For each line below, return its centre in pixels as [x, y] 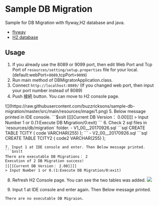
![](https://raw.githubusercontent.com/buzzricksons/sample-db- [70, 106]
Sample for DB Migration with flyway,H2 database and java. [65, 23]
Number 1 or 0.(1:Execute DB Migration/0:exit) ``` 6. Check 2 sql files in [76, 122]
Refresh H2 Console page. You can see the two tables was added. [79, 180]
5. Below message [127, 111]
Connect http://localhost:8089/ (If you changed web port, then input [83, 85]
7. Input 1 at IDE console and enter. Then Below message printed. [75, 147]
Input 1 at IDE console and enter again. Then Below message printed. [81, 189]
